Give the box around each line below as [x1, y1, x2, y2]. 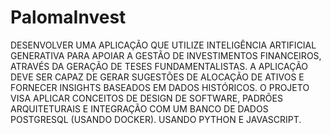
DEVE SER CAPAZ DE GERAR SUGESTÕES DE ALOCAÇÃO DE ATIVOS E [10, 71, 305, 83]
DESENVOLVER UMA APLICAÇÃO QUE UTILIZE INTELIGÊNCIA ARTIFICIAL [10, 39, 317, 51]
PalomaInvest [10, 6, 127, 29]
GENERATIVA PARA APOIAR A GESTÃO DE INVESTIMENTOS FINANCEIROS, [10, 49, 322, 61]
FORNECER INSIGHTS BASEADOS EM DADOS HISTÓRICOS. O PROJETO [10, 81, 310, 93]
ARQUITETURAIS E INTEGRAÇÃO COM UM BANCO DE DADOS [10, 102, 269, 115]
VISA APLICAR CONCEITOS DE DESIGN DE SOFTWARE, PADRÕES [10, 92, 283, 104]
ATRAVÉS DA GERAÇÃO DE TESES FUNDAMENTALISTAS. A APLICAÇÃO [10, 60, 309, 72]
